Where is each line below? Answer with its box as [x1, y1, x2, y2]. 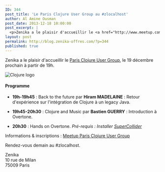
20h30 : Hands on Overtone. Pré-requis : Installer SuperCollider [12, 123, 142, 129]
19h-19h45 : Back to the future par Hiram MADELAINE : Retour [12, 94, 140, 99]
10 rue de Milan [5, 157, 36, 163]
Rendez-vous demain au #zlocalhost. [5, 142, 81, 148]
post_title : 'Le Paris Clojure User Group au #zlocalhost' [5, 12, 129, 17]
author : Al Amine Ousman [5, 16, 56, 21]
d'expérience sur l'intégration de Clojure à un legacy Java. [12, 99, 131, 105]
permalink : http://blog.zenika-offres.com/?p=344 [5, 39, 109, 44]
